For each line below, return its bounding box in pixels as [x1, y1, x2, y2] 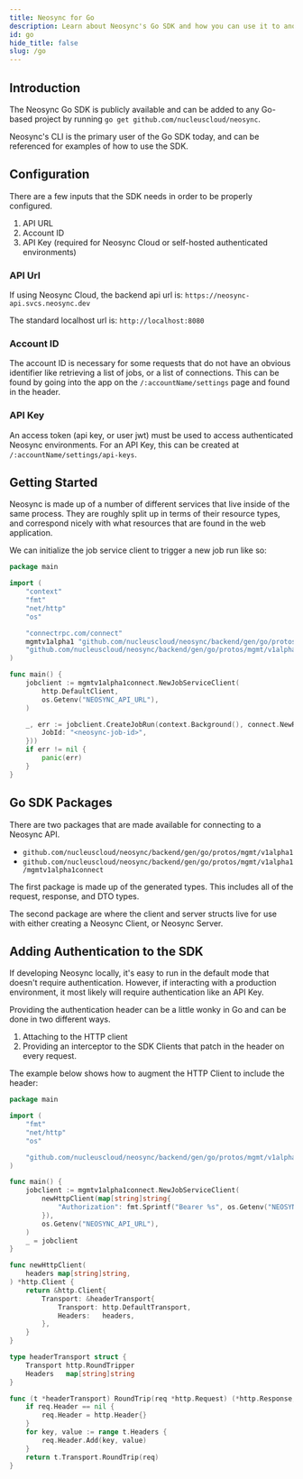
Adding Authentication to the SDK [9, 943, 204, 959]
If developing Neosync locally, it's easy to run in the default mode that [9, 968, 270, 978]
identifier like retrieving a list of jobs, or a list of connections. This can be [9, 367, 280, 379]
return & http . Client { [25, 1286, 106, 1295]
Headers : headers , [57, 1311, 135, 1320]
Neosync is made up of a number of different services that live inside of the [9, 499, 290, 510]
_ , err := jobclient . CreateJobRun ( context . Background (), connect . [25, 720, 280, 729]
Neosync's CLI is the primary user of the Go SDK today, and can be [9, 131, 260, 142]
